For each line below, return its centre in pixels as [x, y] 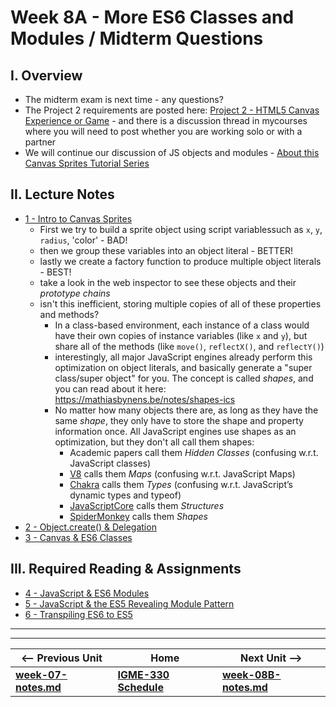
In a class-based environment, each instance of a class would [182, 325]
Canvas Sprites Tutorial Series [87, 163]
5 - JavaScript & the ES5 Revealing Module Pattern [129, 603]
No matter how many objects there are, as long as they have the [186, 410]
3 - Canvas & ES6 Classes [78, 537]
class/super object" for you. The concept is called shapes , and [184, 378]
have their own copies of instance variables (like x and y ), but [181, 335]
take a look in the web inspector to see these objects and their [168, 282]
